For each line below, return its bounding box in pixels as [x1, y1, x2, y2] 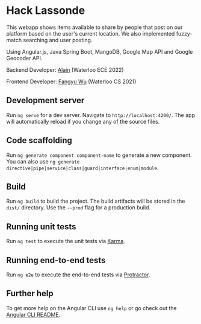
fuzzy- [176, 30, 193, 37]
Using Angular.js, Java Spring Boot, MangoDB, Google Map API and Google [6, 48, 193, 55]
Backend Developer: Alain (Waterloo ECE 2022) [6, 66, 125, 73]
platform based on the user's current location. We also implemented [6, 30, 175, 37]
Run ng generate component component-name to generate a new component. [6, 151, 193, 159]
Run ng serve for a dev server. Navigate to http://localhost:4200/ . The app [6, 111, 196, 118]
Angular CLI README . [6, 311, 61, 318]
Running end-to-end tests [6, 255, 106, 265]
